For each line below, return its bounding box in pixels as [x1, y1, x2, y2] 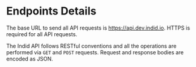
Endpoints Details [6, 4, 96, 18]
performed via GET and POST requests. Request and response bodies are [6, 48, 184, 56]
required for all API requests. [6, 30, 77, 37]
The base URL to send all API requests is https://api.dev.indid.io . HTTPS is [6, 24, 191, 31]
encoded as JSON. [6, 55, 53, 62]
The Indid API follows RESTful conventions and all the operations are [6, 42, 177, 49]
